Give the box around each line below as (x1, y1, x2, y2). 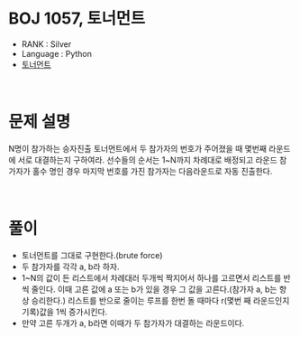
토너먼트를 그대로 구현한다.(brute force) (21, 249, 163, 260)
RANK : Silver (21, 38, 72, 50)
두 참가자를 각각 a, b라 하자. (21, 261, 120, 272)
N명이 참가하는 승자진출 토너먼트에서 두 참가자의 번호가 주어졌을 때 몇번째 (8, 143, 268, 154)
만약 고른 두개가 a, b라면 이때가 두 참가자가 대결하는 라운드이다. (21, 317, 245, 328)
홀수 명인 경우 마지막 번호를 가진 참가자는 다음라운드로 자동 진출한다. (32, 165, 273, 176)
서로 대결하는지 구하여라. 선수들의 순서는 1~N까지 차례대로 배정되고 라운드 (17, 154, 278, 165)
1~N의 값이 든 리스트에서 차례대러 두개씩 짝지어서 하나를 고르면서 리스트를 (21, 272, 282, 283)
